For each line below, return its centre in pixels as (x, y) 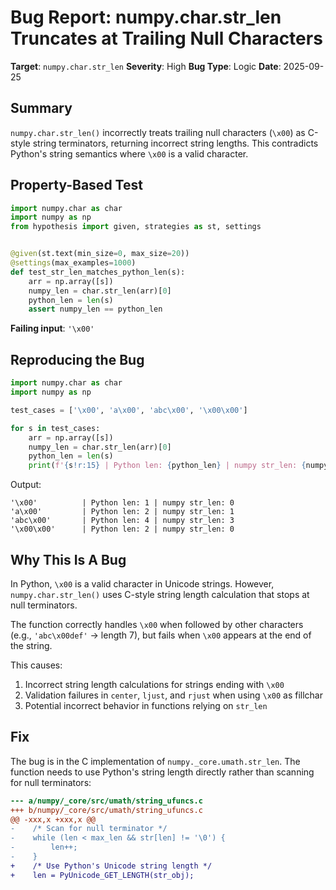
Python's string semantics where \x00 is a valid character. (129, 153)
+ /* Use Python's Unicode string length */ (111, 866)
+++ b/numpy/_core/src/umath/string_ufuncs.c (106, 810)
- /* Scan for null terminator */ (89, 829)
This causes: (36, 665)
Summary (41, 108)
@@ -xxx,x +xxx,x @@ (53, 819)
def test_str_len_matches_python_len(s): (98, 272)
